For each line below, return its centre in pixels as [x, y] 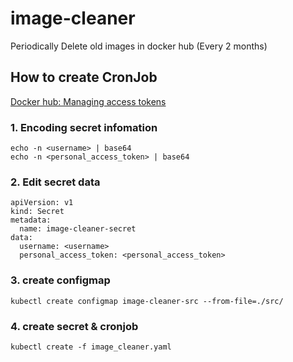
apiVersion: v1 [42, 203]
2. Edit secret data [55, 182]
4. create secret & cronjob [74, 326]
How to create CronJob [84, 77]
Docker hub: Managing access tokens [88, 101]
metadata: [31, 220]
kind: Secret [37, 212]
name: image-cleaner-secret [78, 229]
